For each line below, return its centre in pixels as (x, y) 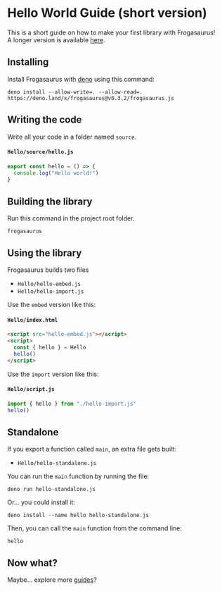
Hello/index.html (33, 320)
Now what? (32, 562)
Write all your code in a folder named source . (72, 137)
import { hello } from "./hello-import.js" (72, 404)
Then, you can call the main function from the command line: (95, 528)
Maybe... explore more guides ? (52, 580)
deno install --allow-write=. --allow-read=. (75, 92)
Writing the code (45, 120)
